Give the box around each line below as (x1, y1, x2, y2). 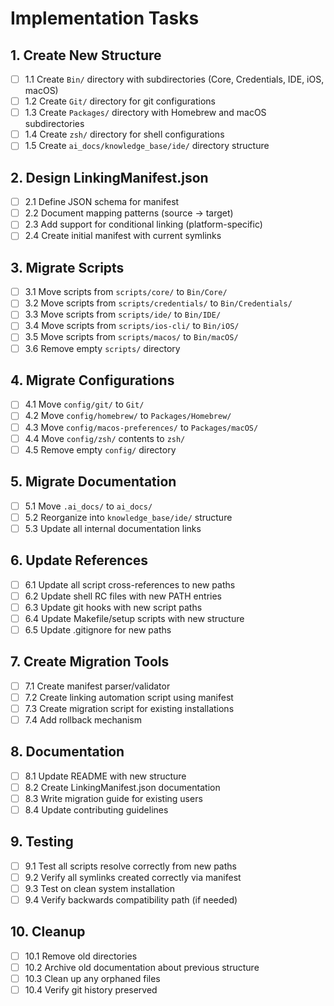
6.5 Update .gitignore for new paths (24, 623, 172, 636)
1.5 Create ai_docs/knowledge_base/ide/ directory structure (24, 140, 270, 152)
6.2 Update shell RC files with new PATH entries (24, 590, 222, 602)
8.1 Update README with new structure (24, 770, 187, 782)
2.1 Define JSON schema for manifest (24, 196, 180, 208)
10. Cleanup (10, 923, 86, 941)
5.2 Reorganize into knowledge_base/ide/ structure (24, 511, 233, 523)
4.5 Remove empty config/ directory (24, 443, 177, 456)
